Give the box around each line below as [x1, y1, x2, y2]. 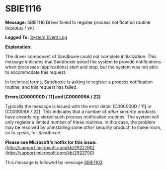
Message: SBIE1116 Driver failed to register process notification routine [5, 19, 151, 25]
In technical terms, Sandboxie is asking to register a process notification [5, 79, 153, 85]
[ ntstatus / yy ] [5, 24, 34, 30]
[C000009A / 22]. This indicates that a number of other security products [5, 109, 156, 114]
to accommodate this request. [5, 69, 67, 75]
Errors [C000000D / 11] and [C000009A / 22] [5, 94, 101, 100]
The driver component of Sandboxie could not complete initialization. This [5, 53, 157, 59]
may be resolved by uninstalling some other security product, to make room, [5, 124, 162, 130]
